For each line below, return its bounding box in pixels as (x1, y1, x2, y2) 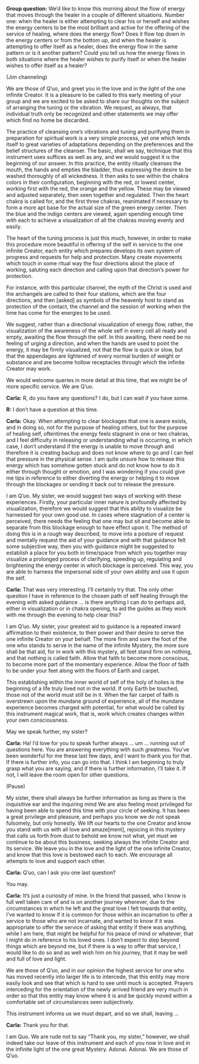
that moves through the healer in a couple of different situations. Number (6, 11, 185, 18)
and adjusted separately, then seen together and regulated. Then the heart (6, 192, 189, 198)
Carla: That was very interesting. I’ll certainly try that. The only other (6, 586, 174, 593)
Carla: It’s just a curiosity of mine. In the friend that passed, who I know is (6, 892, 187, 899)
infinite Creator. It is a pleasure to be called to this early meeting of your (6, 92, 182, 98)
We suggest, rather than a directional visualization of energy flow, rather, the (6, 321, 194, 328)
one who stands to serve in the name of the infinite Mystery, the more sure (6, 642, 189, 649)
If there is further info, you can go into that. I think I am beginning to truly (6, 759, 184, 765)
